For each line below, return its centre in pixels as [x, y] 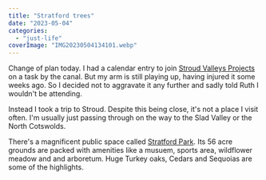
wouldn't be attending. [45, 94]
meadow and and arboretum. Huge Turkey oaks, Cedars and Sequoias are [131, 159]
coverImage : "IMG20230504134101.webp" [73, 46]
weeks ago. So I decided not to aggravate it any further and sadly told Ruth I [133, 86]
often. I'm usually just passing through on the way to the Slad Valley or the [130, 118]
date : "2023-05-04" [41, 23]
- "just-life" [39, 38]
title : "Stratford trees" [51, 16]
